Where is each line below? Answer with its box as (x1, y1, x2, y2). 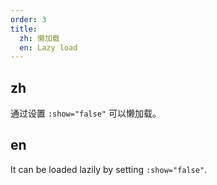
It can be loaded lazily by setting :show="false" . (10, 163, 208, 175)
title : (10, 24, 38, 34)
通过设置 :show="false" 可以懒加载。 (10, 107, 162, 120)
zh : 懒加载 (19, 33, 60, 43)
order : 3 (10, 14, 47, 25)
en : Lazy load (19, 42, 78, 53)
